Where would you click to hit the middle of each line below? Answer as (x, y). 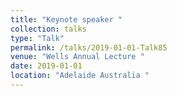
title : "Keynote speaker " (66, 19)
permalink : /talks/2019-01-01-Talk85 (89, 47)
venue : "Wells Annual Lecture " (77, 57)
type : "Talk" (37, 38)
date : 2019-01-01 (46, 66)
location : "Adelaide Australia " (80, 76)
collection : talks (48, 29)
